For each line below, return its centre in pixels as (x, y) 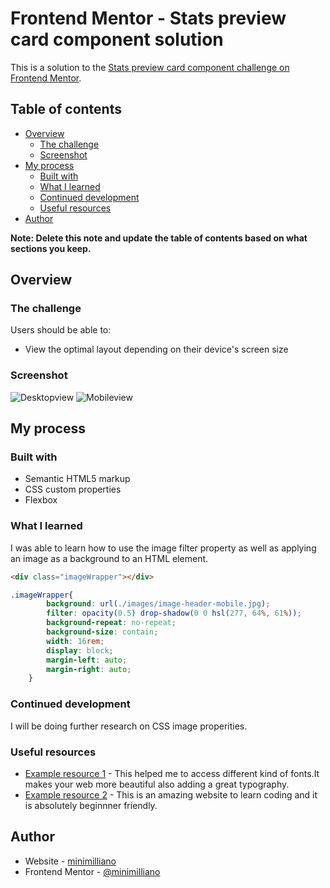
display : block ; (80, 650)
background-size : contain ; (102, 632)
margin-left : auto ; (87, 660)
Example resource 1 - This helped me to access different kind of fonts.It (172, 773)
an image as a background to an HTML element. (109, 558)
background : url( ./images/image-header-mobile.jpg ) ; (158, 604)
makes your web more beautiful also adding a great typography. (157, 784)
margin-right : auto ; (89, 669)
